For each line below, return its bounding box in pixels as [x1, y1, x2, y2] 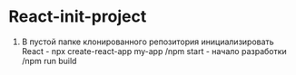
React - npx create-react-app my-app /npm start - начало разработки [21, 45, 287, 56]
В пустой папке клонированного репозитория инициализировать [21, 36, 274, 47]
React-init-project [8, 6, 147, 27]
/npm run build [21, 55, 77, 66]
